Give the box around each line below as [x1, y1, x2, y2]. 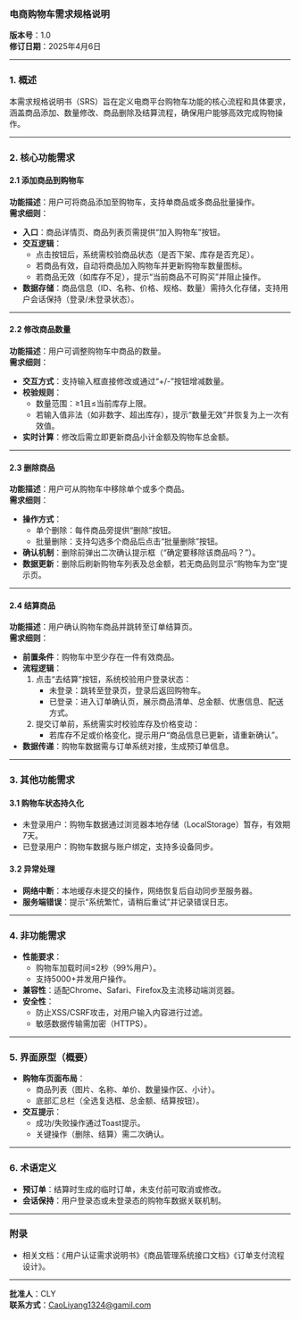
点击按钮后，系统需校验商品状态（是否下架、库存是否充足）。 [35, 248, 259, 260]
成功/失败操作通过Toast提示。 [35, 1118, 146, 1129]
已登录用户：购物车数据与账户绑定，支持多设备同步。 [21, 841, 219, 852]
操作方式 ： [21, 513, 62, 524]
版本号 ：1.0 [9, 29, 52, 41]
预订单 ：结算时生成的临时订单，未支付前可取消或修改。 [21, 1183, 226, 1194]
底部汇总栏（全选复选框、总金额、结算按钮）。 [35, 1096, 204, 1106]
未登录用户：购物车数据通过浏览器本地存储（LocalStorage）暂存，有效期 [21, 819, 291, 830]
